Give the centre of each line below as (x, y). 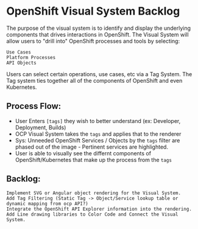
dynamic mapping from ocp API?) (47, 203)
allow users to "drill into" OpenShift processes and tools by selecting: (93, 41)
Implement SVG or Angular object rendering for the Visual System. (94, 193)
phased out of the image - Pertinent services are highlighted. (92, 147)
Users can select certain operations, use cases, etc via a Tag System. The (99, 74)
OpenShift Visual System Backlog (93, 11)
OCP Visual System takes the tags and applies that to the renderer (98, 134)
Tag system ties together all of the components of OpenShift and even (94, 80)
